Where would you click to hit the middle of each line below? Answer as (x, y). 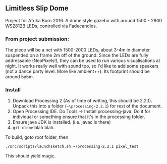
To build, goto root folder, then (37, 137)
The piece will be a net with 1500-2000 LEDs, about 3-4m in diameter (78, 50)
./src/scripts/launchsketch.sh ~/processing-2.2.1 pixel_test (72, 147)
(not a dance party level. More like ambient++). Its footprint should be (77, 71)
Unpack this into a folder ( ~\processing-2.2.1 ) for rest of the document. (87, 106)
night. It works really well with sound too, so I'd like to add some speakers (82, 66)
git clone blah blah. (34, 128)
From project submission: (37, 39)
